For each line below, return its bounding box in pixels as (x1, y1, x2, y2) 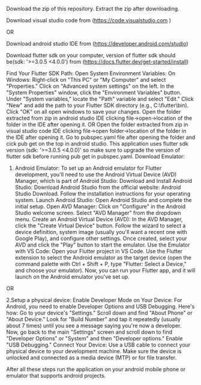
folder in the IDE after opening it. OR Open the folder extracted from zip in (6, 121, 188, 128)
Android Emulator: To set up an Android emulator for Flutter (14, 165, 162, 171)
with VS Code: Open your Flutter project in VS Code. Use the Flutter (14, 248, 183, 254)
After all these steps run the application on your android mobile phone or (6, 366, 186, 372)
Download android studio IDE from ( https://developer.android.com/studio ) (6, 40, 189, 47)
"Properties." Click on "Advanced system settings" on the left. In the (6, 82, 175, 90)
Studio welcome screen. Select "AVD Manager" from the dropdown (14, 209, 181, 216)
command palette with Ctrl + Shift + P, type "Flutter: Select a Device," (14, 260, 187, 267)
